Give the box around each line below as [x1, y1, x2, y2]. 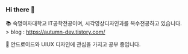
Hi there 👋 [5, 5, 36, 14]
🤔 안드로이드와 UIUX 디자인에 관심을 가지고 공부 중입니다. [5, 41, 141, 48]
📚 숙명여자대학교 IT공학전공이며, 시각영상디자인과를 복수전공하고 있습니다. [5, 20, 182, 27]
